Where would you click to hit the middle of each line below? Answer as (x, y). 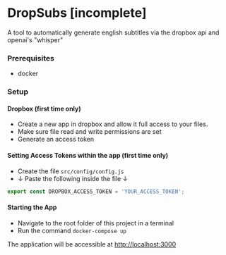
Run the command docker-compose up (72, 230)
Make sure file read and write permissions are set (89, 132)
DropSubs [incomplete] (77, 13)
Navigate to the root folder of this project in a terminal (96, 223)
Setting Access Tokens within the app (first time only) (88, 155)
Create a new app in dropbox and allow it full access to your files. (113, 124)
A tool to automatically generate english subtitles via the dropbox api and (113, 32)
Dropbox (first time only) (44, 108)
